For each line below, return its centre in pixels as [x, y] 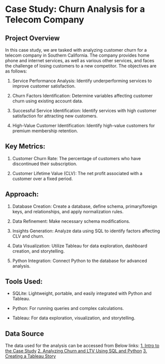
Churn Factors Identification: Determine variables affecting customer [82, 96]
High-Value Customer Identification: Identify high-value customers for [83, 126]
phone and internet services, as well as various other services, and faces [80, 60]
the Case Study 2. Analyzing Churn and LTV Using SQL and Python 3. [76, 351]
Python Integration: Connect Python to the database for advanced [80, 261]
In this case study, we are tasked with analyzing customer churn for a [76, 50]
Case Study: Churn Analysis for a [75, 9]
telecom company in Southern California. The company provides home [77, 55]
